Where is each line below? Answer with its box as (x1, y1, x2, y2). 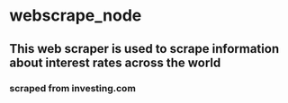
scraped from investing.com (9, 82, 137, 94)
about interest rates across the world (9, 55, 221, 70)
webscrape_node (9, 5, 142, 26)
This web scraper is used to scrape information (9, 41, 280, 56)
